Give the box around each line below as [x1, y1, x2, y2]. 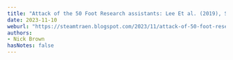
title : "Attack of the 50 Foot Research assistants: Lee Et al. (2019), [7, 10, 222, 17]
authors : [7, 29, 33, 37]
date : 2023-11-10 [7, 17, 58, 23]
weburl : [7, 23, 30, 30]
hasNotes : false [7, 42, 54, 49]
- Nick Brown [7, 36, 45, 43]
